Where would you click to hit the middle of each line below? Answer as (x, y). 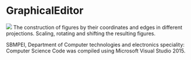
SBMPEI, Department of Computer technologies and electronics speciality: (95, 44)
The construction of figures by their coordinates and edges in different (98, 27)
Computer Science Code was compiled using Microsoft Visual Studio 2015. (96, 51)
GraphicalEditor (45, 11)
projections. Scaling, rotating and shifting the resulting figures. (81, 33)
